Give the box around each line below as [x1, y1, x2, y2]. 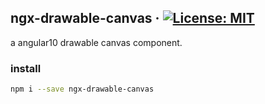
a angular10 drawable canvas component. [10, 36, 183, 48]
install [10, 61, 42, 75]
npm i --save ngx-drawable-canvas [10, 84, 155, 95]
